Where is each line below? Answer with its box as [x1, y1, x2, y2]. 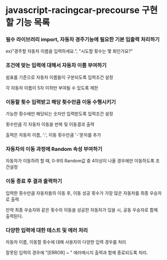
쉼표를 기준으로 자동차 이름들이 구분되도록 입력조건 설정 [5, 74, 113, 80]
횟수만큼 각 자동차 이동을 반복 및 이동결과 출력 [5, 122, 95, 128]
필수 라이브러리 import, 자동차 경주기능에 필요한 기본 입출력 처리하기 [5, 36, 160, 43]
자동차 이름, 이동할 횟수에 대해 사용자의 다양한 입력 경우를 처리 [5, 239, 126, 245]
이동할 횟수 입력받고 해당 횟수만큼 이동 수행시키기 [5, 98, 116, 105]
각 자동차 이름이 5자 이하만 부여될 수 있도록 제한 [5, 85, 98, 91]
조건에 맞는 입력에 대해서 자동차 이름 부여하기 [5, 62, 107, 69]
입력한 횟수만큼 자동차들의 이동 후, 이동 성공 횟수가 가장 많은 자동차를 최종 [5, 190, 149, 196]
